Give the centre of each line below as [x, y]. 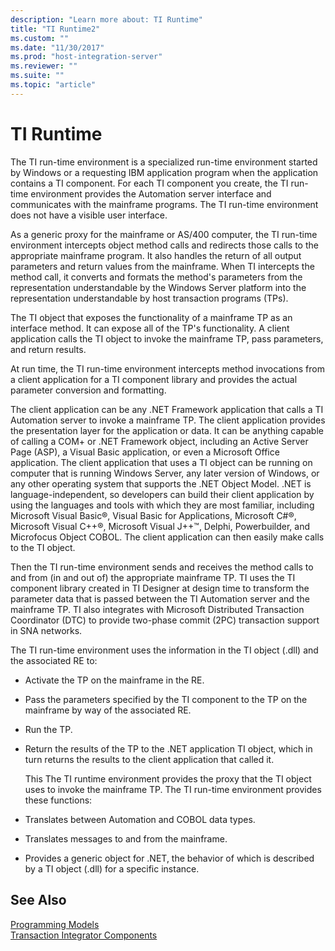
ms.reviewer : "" [44, 66]
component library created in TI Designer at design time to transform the [160, 588]
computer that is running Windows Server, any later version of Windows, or [165, 473]
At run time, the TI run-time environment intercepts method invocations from [168, 368]
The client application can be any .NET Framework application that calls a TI [167, 409]
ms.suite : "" [37, 76]
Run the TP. [48, 729]
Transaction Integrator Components [84, 935]
